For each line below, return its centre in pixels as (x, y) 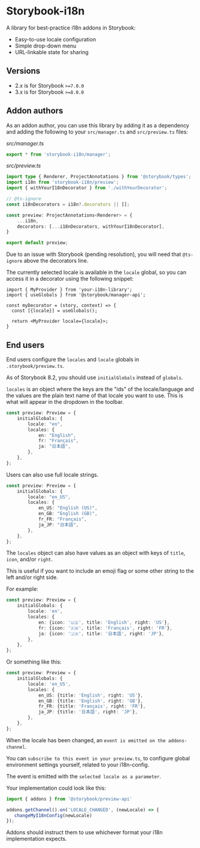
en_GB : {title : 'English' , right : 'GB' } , (91, 701)
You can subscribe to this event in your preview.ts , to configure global (98, 758)
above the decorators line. (56, 261)
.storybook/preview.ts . (35, 366)
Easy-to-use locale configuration (55, 39)
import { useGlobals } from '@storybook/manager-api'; (76, 295)
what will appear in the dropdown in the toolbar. (65, 402)
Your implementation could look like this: (56, 788)
